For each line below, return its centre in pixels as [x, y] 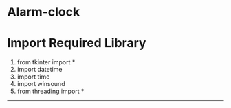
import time [33, 77]
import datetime [40, 70]
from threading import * [51, 91]
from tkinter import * [46, 62]
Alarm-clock [44, 12]
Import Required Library [77, 43]
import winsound [41, 84]
